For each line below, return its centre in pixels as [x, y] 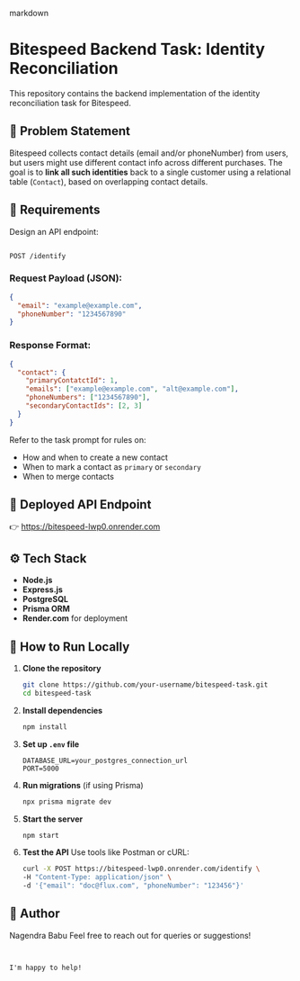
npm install [44, 727]
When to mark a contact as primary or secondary [112, 466]
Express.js [42, 589]
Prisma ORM [46, 609]
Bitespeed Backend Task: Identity [137, 49]
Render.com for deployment [75, 618]
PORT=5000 [41, 769]
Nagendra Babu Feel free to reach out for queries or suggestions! [130, 935]
